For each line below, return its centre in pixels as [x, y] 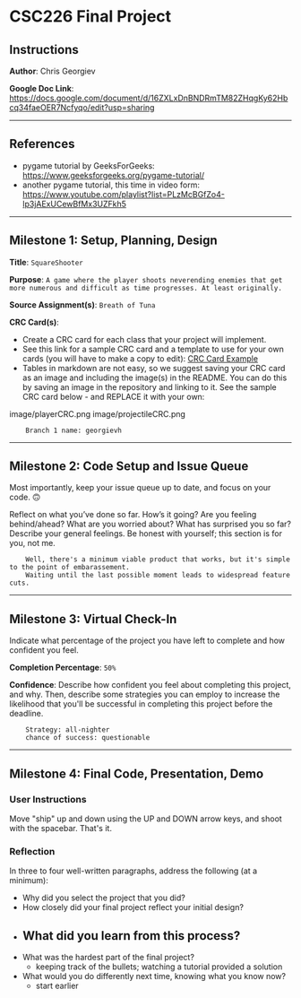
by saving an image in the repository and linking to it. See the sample [150, 386]
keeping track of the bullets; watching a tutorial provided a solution [159, 967]
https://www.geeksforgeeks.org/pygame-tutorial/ [113, 175]
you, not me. [32, 543]
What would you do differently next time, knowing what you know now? [154, 976]
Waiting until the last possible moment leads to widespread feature [158, 576]
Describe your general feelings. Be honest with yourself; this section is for [146, 534]
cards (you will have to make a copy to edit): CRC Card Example [140, 358]
